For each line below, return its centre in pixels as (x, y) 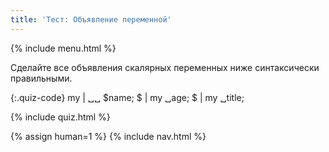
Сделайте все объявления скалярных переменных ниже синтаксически (165, 67)
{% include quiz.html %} (60, 117)
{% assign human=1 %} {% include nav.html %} (108, 136)
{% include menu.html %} (63, 48)
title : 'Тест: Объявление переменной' (91, 19)
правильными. (41, 78)
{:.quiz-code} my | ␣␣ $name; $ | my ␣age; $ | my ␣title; (127, 97)
